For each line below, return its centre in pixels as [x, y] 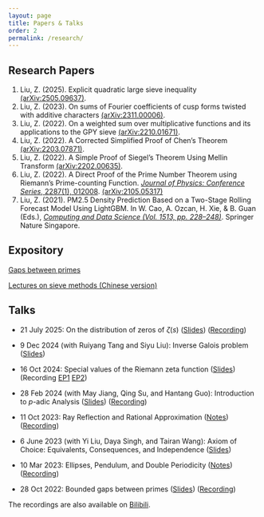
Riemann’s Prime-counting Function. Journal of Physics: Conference [132, 183]
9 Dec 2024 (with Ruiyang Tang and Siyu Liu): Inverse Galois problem [134, 345]
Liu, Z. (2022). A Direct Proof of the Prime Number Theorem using [128, 175]
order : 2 [23, 30]
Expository [36, 251]
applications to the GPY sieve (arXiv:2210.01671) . [100, 132]
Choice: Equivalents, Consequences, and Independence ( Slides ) [126, 449]
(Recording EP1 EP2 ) [53, 377]
